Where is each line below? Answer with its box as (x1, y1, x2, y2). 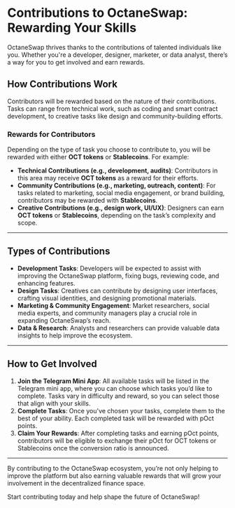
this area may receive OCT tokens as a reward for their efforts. (17, 174, 199, 182)
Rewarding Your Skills (7, 20, 137, 36)
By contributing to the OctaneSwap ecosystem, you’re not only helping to (7, 464, 219, 472)
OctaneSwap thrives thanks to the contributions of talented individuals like (7, 43, 222, 51)
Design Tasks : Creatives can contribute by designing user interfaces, (17, 286, 218, 295)
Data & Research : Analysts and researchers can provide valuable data (17, 323, 220, 332)
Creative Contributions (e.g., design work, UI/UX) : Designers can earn (17, 203, 225, 212)
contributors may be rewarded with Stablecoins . (17, 196, 158, 205)
